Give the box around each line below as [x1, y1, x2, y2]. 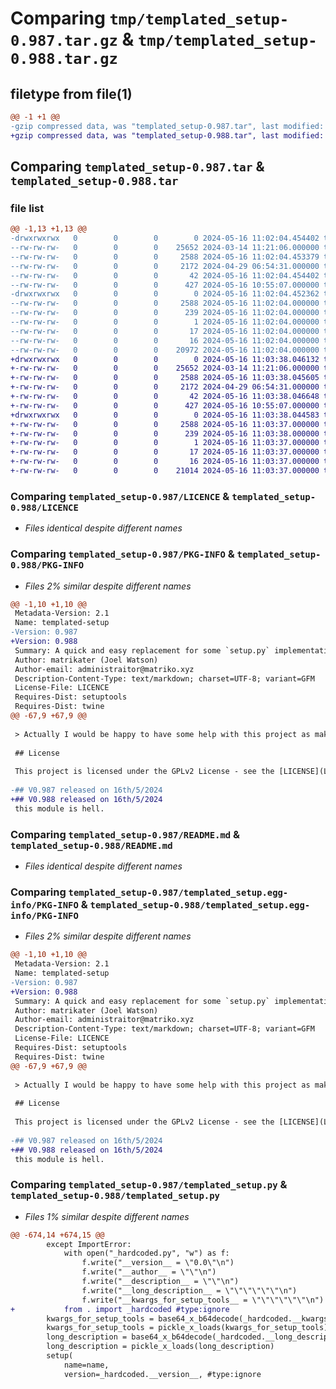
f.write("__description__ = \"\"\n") [81, 1277, 240, 1287]
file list [10, 201, 45, 215]
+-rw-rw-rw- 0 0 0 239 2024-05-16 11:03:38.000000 [10, 428, 320, 439]
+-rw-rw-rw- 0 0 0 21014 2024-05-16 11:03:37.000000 [10, 466, 320, 476]
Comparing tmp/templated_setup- [10, 7, 290, 30]
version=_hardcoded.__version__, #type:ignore [63, 1369, 262, 1379]
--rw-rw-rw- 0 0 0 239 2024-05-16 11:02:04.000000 [10, 308, 320, 318]
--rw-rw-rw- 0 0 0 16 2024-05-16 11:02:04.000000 [10, 335, 320, 346]
